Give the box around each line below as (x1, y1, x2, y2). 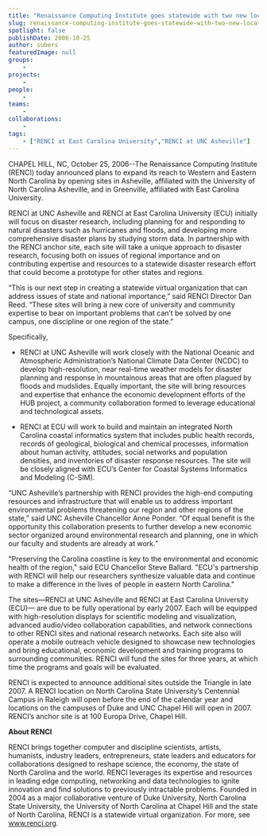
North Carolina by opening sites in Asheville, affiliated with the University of (8, 176, 256, 185)
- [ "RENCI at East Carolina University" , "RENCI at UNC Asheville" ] (22, 137, 250, 145)
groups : (8, 56, 34, 64)
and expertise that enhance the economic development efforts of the (19, 389, 246, 399)
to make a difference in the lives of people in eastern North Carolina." (8, 579, 234, 589)
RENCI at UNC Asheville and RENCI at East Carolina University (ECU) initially (8, 208, 258, 218)
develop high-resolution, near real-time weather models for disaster (19, 364, 242, 373)
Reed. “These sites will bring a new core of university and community (8, 300, 236, 309)
